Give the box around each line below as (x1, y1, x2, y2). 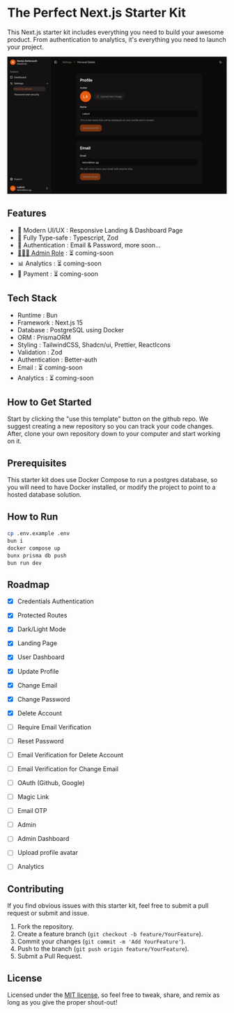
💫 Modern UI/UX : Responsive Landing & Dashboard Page (17, 226, 183, 234)
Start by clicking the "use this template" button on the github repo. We (7, 415, 209, 423)
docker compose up (7, 545, 61, 552)
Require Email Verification (17, 722, 92, 731)
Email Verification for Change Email (17, 764, 119, 773)
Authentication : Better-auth (17, 355, 97, 364)
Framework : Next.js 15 (17, 318, 84, 327)
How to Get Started (7, 396, 92, 408)
